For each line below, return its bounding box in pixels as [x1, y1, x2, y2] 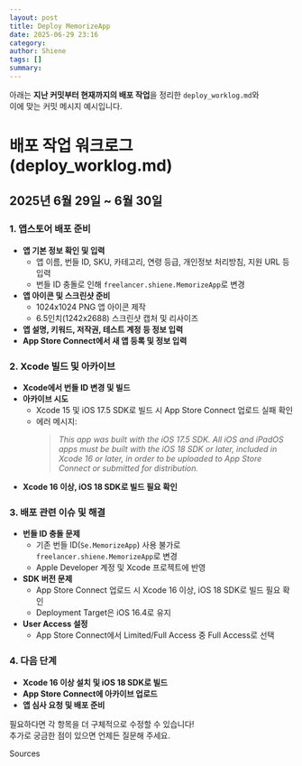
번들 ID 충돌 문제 [22, 529, 81, 540]
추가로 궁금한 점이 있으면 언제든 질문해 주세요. [9, 730, 171, 741]
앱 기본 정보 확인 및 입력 [22, 245, 105, 255]
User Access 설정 [22, 619, 88, 630]
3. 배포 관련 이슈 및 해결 [9, 506, 106, 519]
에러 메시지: [35, 416, 78, 427]
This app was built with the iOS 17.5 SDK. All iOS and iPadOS [58, 434, 284, 445]
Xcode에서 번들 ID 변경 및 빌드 [22, 383, 131, 393]
